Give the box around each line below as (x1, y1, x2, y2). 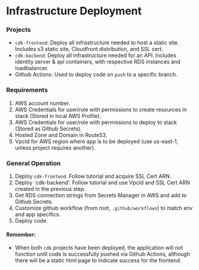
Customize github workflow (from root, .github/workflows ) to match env (14, 205, 193, 212)
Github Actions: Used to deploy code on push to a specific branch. (14, 71, 177, 78)
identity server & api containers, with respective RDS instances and (14, 58, 180, 65)
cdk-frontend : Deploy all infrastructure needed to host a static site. (14, 39, 179, 46)
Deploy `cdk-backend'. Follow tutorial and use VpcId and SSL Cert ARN (14, 179, 190, 186)
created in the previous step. (14, 186, 86, 193)
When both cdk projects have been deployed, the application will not (14, 244, 183, 251)
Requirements (6, 86, 48, 94)
